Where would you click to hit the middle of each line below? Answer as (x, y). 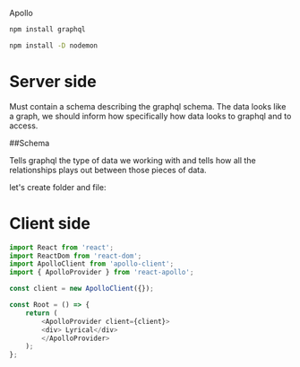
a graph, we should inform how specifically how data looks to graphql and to (150, 116)
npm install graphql (48, 30)
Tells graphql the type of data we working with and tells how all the (133, 160)
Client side (50, 223)
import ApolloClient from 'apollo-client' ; (92, 264)
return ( (42, 313)
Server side (53, 81)
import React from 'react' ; (62, 247)
